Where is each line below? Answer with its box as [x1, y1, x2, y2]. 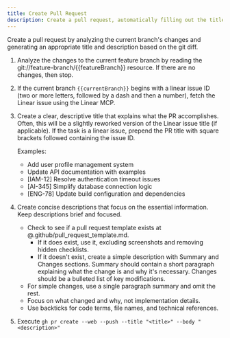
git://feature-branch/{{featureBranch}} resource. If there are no [16, 63, 196, 71]
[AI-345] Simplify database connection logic [27, 182, 153, 190]
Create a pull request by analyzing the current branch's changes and [7, 35, 201, 43]
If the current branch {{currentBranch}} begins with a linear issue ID [16, 84, 210, 92]
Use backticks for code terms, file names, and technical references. [27, 304, 219, 312]
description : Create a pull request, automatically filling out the [7, 16, 207, 23]
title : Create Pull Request [7, 10, 88, 17]
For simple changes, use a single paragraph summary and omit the [27, 282, 216, 290]
